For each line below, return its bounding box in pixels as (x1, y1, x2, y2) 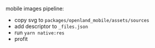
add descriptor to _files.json (14, 23, 88, 30)
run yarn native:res (14, 29, 65, 36)
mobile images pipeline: (5, 5, 64, 12)
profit (14, 36, 28, 42)
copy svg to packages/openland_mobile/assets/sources (14, 17, 150, 23)
